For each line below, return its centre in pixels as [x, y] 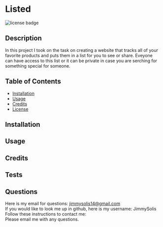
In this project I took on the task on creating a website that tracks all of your [82, 50]
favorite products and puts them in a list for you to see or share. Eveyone [79, 55]
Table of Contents [33, 82]
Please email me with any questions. [42, 219]
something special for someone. [38, 66]
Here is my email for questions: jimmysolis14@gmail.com [63, 203]
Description [23, 38]
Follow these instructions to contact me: [46, 214]
